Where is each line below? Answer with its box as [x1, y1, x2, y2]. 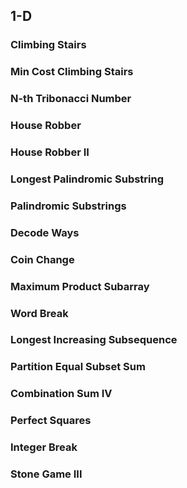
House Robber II [10, 145, 90, 159]
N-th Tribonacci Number [10, 92, 132, 106]
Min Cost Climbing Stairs [10, 65, 134, 79]
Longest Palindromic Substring [10, 172, 165, 186]
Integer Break [10, 440, 78, 454]
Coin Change [10, 252, 75, 266]
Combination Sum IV [10, 387, 113, 401]
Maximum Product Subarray [10, 279, 150, 293]
